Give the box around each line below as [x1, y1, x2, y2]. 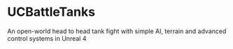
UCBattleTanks [7, 4, 96, 20]
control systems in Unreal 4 [7, 34, 87, 42]
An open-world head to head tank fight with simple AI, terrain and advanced [7, 27, 227, 35]
